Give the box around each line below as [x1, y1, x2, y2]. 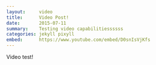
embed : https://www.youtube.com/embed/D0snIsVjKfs [6, 37, 151, 43]
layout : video [6, 8, 53, 15]
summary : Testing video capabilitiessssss [6, 25, 123, 32]
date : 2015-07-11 [6, 20, 67, 26]
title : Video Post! [6, 14, 69, 20]
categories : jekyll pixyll [6, 31, 75, 37]
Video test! [6, 54, 33, 60]
